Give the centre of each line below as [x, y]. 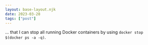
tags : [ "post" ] [21, 18]
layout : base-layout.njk [30, 9]
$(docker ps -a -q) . [25, 37]
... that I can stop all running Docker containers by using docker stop [74, 32]
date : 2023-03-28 [23, 14]
